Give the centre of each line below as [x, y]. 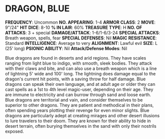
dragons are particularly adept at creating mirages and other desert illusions [82, 115]
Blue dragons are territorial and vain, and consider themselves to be [74, 100]
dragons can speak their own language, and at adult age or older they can [80, 84]
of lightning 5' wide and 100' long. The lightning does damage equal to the [81, 73]
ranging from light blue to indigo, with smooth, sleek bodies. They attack [79, 63]
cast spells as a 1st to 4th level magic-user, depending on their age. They [79, 89]
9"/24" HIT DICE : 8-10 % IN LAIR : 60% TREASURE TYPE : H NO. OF [74, 27]
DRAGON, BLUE [37, 9]
